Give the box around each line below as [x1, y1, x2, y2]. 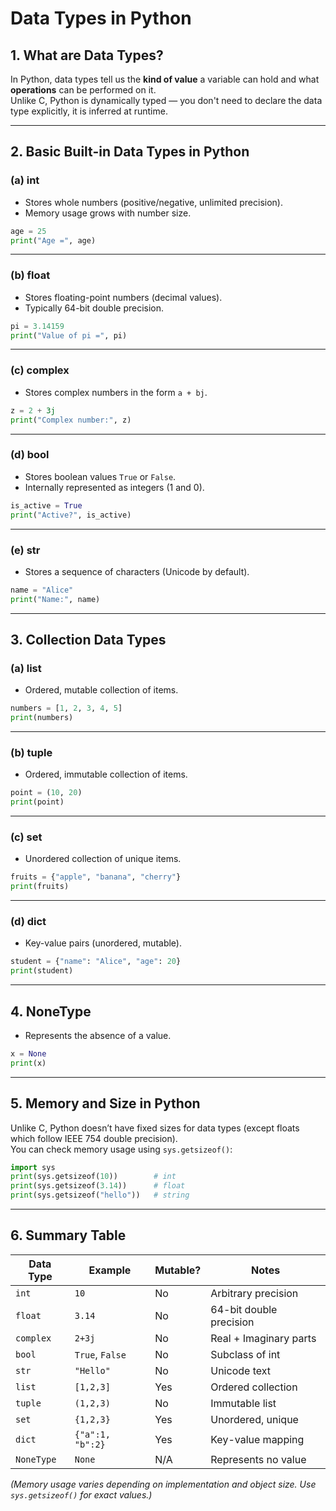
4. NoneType [10, 1003, 92, 1020]
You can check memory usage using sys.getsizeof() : [10, 1143, 233, 1155]
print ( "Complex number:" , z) [10, 415, 132, 425]
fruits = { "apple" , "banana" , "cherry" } [10, 872, 182, 882]
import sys [10, 1162, 56, 1172]
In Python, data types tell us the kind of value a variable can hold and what [10, 73, 320, 85]
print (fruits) [10, 882, 70, 892]
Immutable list [210, 1396, 277, 1410]
